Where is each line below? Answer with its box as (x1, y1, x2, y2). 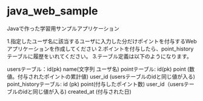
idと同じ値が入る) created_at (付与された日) (22, 88, 132, 95)
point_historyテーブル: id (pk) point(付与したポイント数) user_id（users (7, 80, 184, 88)
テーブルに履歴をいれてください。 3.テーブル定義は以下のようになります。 (7, 52, 193, 60)
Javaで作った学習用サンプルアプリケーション (7, 25, 120, 32)
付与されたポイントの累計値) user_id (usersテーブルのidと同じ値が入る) (17, 73, 196, 80)
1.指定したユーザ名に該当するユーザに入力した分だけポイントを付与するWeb (7, 37, 197, 44)
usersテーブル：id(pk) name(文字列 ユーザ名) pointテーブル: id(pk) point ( (7, 65, 190, 73)
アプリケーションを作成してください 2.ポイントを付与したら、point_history (7, 45, 194, 52)
